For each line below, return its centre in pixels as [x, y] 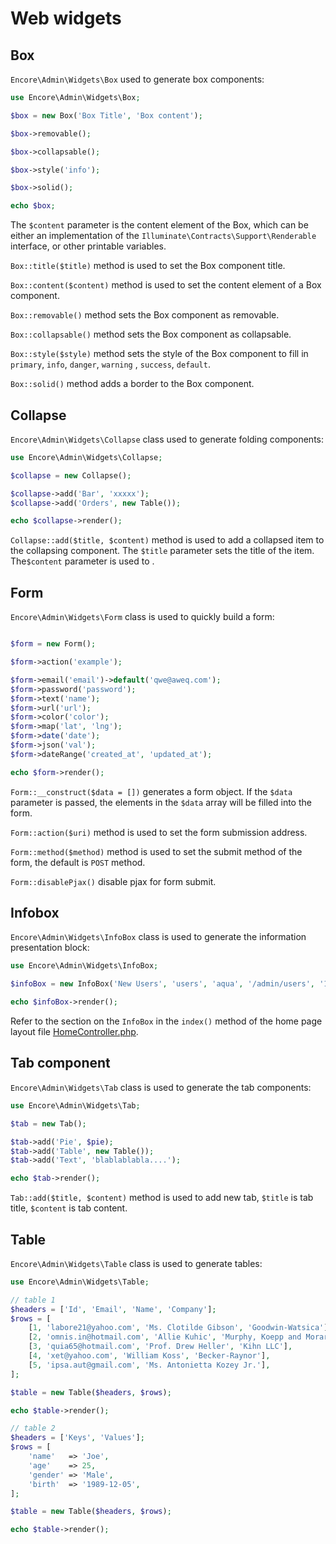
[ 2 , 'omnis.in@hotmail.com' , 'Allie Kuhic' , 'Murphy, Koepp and [165, 1337]
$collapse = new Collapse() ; [71, 475]
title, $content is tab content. [69, 1208]
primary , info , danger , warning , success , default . [110, 364]
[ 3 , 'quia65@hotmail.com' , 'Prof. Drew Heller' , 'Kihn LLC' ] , [160, 1347]
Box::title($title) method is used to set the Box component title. [148, 266]
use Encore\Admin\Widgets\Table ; [80, 1282]
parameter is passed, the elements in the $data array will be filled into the [161, 802]
